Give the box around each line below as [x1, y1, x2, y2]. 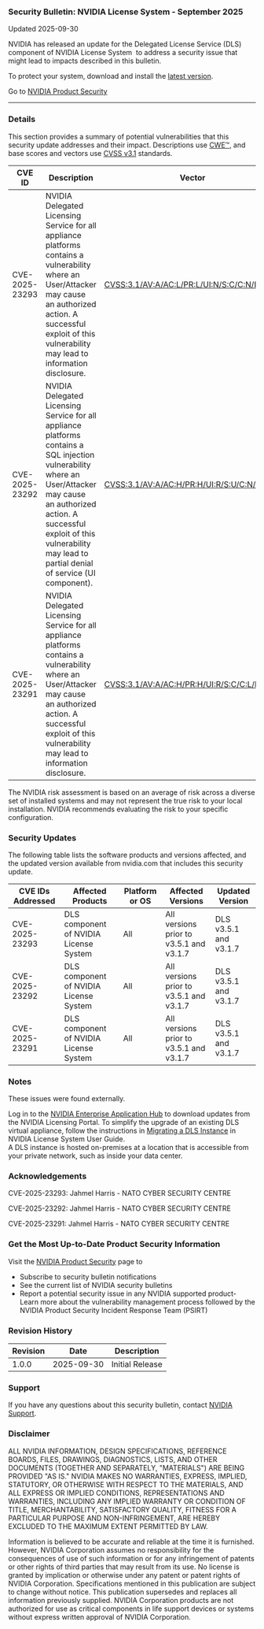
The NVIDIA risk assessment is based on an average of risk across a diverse [8, 787, 255, 797]
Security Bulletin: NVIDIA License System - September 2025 [8, 6, 244, 17]
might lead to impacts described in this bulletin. [8, 56, 162, 65]
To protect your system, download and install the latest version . [8, 72, 214, 81]
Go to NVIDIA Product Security [8, 87, 108, 96]
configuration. [8, 812, 53, 822]
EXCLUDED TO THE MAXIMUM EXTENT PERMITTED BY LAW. [8, 1521, 208, 1531]
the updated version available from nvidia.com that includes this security [8, 858, 244, 868]
